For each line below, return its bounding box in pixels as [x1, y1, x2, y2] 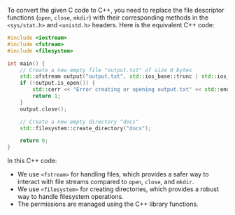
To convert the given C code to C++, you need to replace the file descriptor [7, 6, 225, 14]
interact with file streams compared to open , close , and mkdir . [17, 178, 194, 186]
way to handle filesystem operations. [17, 193, 124, 201]
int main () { [7, 60, 45, 67]
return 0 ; [20, 137, 49, 144]
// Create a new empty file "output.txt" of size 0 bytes [20, 67, 192, 74]
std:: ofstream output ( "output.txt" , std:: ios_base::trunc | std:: [20, 73, 218, 80]
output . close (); [20, 105, 68, 113]
